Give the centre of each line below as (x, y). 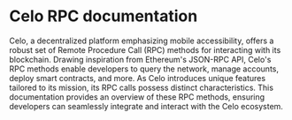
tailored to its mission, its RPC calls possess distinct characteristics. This (142, 87)
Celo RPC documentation (104, 16)
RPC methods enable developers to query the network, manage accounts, (144, 69)
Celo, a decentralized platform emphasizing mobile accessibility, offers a (142, 41)
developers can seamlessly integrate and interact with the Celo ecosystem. (146, 106)
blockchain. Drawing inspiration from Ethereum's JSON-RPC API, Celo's (140, 59)
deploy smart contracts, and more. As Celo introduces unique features (138, 78)
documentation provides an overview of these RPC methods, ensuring (137, 97)
